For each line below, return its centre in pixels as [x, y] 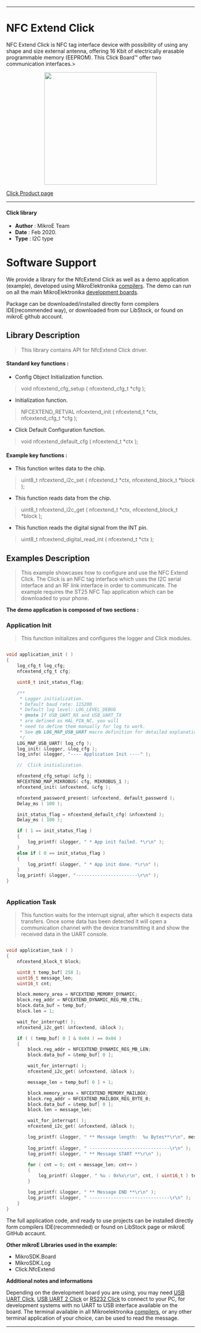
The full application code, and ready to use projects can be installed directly [100, 1220]
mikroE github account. [35, 317]
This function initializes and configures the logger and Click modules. [106, 638]
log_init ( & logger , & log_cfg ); [57, 749]
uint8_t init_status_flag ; [51, 682]
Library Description [43, 336]
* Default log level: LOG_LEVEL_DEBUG [68, 710]
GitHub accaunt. [26, 1233]
